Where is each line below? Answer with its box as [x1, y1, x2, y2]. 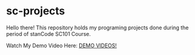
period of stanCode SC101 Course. [6, 30, 91, 37]
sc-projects [6, 4, 66, 18]
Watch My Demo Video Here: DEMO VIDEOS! [6, 42, 117, 49]
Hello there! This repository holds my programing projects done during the [6, 24, 189, 31]
